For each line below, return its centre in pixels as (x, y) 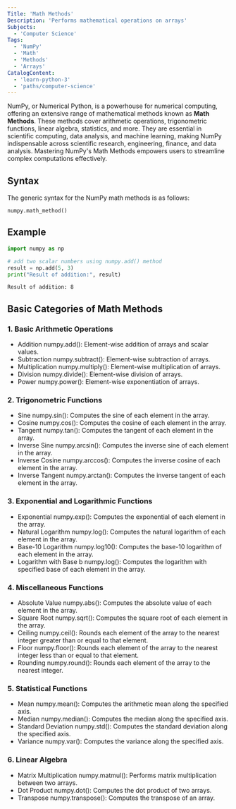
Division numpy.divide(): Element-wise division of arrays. (100, 374)
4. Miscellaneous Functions (55, 587)
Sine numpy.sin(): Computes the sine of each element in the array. (113, 415)
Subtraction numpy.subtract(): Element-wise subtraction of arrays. (114, 359)
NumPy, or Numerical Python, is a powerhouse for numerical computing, (113, 106)
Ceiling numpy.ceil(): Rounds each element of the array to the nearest (118, 633)
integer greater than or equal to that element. (83, 640)
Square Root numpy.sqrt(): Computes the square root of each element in (123, 618)
